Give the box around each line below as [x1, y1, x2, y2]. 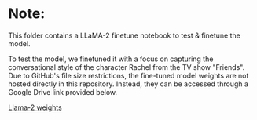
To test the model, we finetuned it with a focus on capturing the [8, 54, 214, 64]
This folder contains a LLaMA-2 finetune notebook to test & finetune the [8, 31, 241, 40]
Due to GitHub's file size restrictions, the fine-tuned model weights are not [8, 71, 249, 80]
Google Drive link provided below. [8, 87, 118, 96]
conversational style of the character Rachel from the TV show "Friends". [8, 62, 245, 71]
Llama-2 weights [8, 103, 63, 112]
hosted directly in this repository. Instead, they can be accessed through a [8, 79, 249, 89]
